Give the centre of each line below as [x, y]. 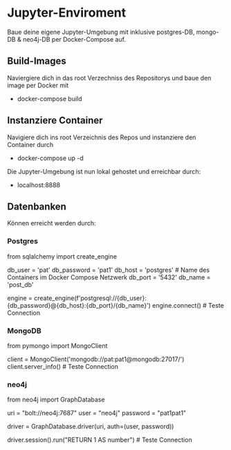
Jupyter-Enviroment [67, 13]
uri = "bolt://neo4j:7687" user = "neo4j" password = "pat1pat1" [97, 413]
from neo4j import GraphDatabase [56, 399]
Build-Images [37, 61]
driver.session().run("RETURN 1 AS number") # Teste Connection [100, 440]
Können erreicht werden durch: [52, 223]
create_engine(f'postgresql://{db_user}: [90, 298]
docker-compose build [49, 98]
